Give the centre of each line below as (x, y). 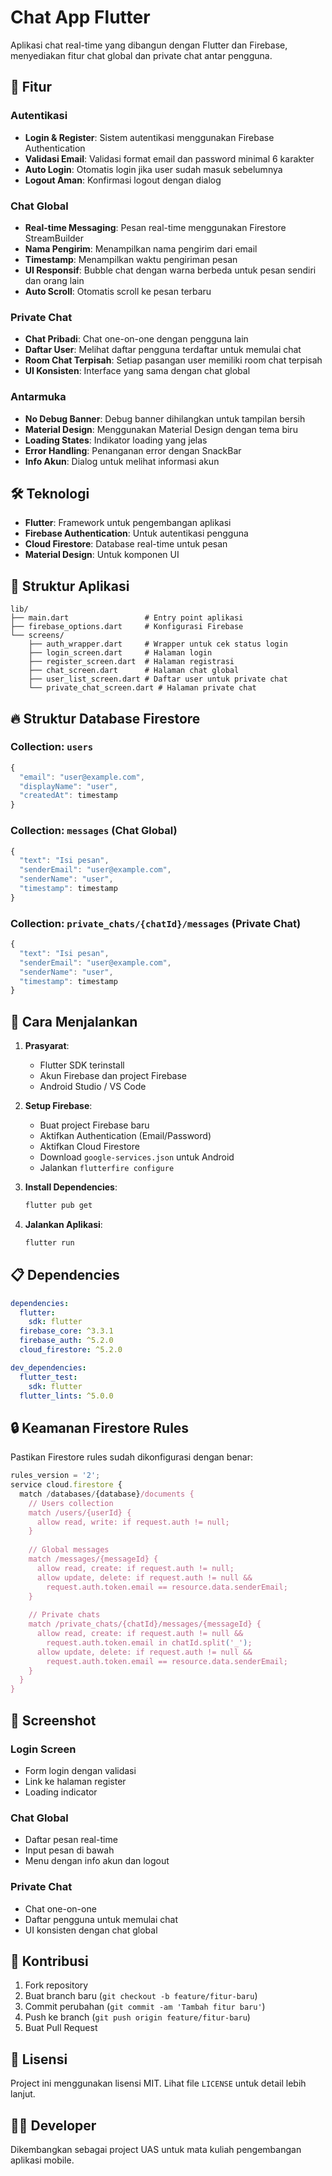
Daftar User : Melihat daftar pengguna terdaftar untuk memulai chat (163, 350)
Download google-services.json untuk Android (137, 1157)
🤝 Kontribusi (49, 1961)
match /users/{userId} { (80, 1512)
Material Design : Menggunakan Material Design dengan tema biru (161, 429)
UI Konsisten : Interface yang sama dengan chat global (137, 371)
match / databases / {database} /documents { (107, 1494)
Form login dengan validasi (80, 1770)
